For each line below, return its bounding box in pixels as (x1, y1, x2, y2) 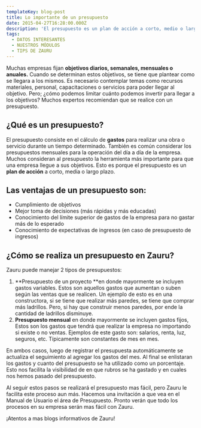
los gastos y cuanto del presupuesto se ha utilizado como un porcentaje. (6, 360, 185, 367)
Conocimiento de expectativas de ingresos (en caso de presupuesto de (14, 226, 191, 234)
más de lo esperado (14, 220, 65, 228)
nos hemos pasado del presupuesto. (6, 373, 96, 380)
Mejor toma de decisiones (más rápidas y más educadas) (14, 208, 157, 215)
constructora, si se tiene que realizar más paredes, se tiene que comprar (14, 297, 194, 304)
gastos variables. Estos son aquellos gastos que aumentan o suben (14, 285, 181, 292)
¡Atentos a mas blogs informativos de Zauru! (6, 415, 115, 422)
